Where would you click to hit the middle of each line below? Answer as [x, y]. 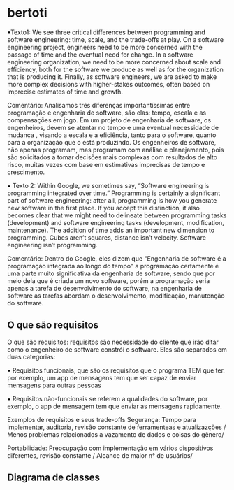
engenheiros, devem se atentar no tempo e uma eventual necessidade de [113, 127]
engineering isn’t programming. [52, 245]
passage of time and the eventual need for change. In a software [100, 55]
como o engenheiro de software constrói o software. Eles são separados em [117, 349]
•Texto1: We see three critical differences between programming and [107, 32]
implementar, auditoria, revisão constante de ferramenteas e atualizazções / [117, 427]
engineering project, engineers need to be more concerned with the [105, 47]
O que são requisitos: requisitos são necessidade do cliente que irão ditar [113, 342]
